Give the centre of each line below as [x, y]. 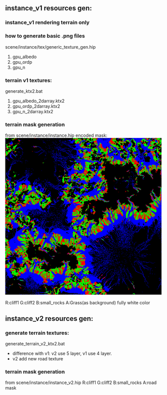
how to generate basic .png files [45, 36]
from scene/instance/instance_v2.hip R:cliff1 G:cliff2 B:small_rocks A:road [81, 382]
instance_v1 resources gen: [49, 8]
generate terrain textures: [37, 333]
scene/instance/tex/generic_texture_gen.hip [50, 47]
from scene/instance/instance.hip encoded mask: [56, 135]
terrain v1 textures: [29, 80]
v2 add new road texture [38, 358]
